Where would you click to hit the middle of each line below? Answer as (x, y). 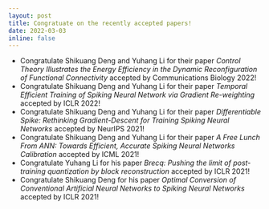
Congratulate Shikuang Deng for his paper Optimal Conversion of (128, 180)
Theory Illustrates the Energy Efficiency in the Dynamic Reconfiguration (139, 70)
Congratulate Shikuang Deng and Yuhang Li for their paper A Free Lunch (140, 138)
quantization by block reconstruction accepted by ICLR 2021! (149, 171)
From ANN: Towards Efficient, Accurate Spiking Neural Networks (127, 146)
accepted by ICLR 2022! (60, 103)
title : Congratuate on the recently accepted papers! (100, 23)
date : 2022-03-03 (37, 30)
